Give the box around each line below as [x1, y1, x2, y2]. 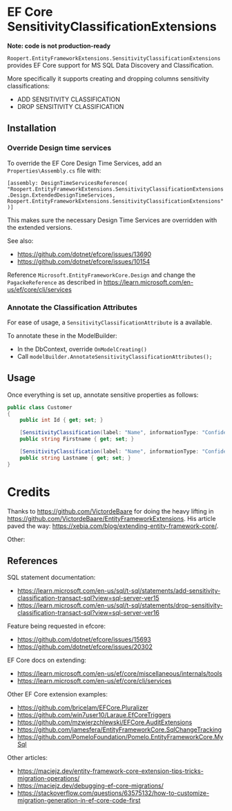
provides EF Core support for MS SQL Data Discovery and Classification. [7, 61, 214, 69]
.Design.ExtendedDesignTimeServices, [7, 191, 116, 199]
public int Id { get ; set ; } [19, 417, 104, 424]
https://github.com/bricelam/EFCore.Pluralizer [17, 703, 148, 712]
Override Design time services [7, 143, 112, 153]
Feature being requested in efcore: [7, 622, 106, 630]
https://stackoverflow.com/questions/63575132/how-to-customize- [17, 789, 209, 797]
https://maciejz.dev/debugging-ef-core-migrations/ [17, 781, 164, 790]
